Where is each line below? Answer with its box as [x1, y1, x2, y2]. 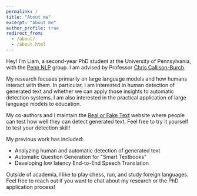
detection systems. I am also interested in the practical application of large [6, 94, 186, 101]
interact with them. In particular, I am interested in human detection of [6, 81, 175, 88]
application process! [6, 183, 56, 190]
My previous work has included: [6, 135, 84, 142]
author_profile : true [6, 25, 59, 31]
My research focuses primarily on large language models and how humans [6, 75, 187, 82]
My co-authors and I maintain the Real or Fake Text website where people [6, 111, 185, 118]
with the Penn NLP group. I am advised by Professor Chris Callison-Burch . [6, 64, 186, 71]
